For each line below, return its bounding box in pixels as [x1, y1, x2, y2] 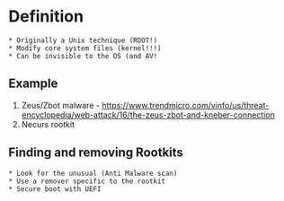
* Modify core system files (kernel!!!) [8, 43, 163, 53]
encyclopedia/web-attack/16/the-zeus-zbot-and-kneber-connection [21, 109, 275, 120]
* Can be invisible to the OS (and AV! [8, 51, 158, 60]
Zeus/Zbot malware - [21, 100, 101, 110]
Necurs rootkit [21, 118, 75, 129]
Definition [8, 6, 84, 27]
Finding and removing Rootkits [8, 145, 183, 161]
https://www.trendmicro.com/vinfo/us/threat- [102, 100, 270, 110]
